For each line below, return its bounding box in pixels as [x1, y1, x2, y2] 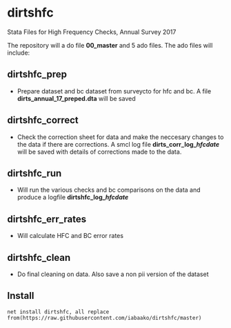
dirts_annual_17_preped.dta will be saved [17, 94, 136, 102]
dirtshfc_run [7, 167, 62, 179]
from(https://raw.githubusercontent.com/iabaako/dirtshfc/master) [7, 314, 202, 321]
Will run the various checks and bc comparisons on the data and [17, 185, 201, 194]
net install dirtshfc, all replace [7, 308, 110, 316]
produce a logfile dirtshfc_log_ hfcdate [17, 193, 129, 201]
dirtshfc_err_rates [7, 213, 87, 225]
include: [7, 48, 30, 57]
